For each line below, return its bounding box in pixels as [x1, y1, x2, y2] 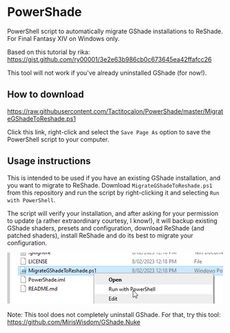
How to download [7, 89, 84, 100]
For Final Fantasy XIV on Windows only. [7, 34, 120, 42]
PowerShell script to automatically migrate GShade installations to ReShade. [7, 27, 223, 35]
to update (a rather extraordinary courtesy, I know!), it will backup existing [7, 216, 218, 225]
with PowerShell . [7, 195, 56, 204]
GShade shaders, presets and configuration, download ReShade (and [7, 224, 205, 232]
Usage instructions [7, 155, 91, 167]
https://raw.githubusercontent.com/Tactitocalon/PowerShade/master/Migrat [7, 107, 224, 115]
